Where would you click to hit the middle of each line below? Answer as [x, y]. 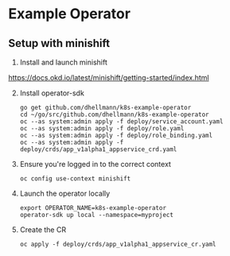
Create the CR [43, 230]
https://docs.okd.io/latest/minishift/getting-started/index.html [109, 78]
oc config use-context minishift [75, 179]
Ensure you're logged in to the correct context [95, 164]
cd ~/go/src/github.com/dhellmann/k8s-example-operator [114, 114]
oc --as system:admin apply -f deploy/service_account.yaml [121, 122]
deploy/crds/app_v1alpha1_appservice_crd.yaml [98, 149]
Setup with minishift [59, 43]
